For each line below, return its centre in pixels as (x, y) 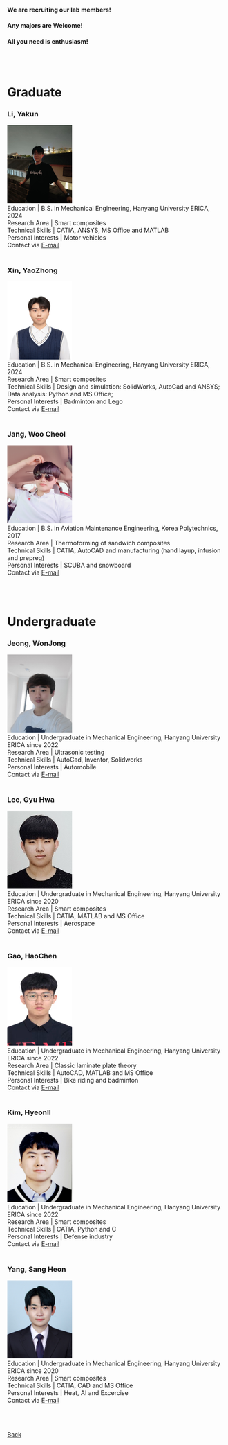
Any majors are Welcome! (45, 26)
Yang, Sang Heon (37, 1269)
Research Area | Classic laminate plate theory (72, 1065)
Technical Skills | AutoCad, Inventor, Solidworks (75, 760)
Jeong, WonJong (37, 643)
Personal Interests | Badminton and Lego (65, 401)
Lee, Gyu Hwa (31, 799)
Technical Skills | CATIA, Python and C (62, 1229)
